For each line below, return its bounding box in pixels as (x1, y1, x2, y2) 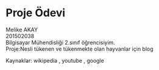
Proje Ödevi (5, 6, 66, 20)
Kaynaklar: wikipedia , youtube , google (5, 57, 104, 64)
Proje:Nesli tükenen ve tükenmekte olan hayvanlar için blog (5, 45, 154, 52)
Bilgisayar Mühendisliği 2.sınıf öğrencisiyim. (5, 39, 115, 46)
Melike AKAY (5, 26, 38, 33)
